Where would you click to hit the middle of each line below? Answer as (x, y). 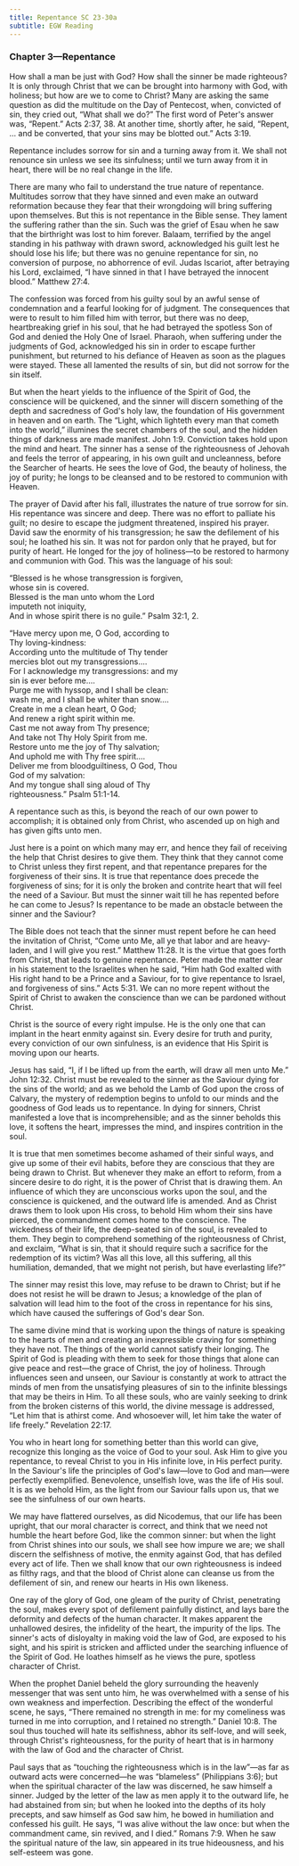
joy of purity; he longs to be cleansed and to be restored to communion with (149, 477)
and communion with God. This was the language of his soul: (121, 560)
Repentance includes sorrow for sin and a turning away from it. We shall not (148, 150)
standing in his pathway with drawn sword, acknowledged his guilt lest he (145, 243)
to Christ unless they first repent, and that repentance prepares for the (138, 867)
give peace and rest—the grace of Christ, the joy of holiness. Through (137, 1368)
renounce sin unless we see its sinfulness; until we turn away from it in (139, 160)
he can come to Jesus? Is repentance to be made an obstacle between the (146, 904)
